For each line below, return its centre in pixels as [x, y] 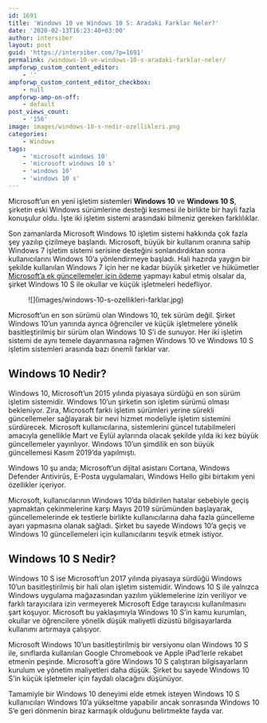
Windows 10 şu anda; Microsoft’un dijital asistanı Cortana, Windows [119, 467]
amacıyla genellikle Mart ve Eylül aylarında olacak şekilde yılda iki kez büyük [133, 436]
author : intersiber [41, 38]
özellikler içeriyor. [37, 485]
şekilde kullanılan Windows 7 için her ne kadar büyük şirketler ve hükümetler [134, 267]
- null [33, 90]
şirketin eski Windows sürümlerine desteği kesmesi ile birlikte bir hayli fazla [132, 209]
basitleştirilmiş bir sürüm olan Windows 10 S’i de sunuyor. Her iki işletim [126, 332]
